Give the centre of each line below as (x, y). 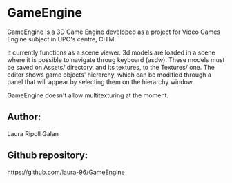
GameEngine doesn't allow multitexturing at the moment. (88, 95)
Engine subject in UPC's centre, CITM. (61, 39)
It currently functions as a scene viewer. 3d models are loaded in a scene (111, 52)
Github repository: (48, 156)
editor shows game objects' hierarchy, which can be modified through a (109, 75)
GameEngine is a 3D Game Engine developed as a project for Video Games (114, 32)
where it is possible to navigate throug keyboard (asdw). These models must (116, 59)
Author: (24, 117)
